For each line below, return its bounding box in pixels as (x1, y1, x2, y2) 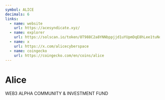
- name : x (9, 39, 29, 44)
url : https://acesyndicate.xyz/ (14, 26, 80, 31)
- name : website (9, 21, 43, 26)
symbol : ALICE (5, 7, 34, 12)
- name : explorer (9, 30, 45, 35)
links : (5, 16, 19, 21)
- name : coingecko (9, 48, 48, 53)
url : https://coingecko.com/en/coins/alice (14, 53, 105, 58)
